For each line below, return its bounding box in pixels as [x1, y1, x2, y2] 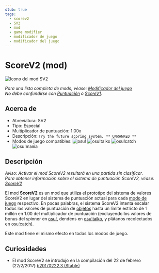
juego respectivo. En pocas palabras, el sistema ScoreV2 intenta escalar [5, 200, 149, 206]
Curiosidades [5, 244, 47, 253]
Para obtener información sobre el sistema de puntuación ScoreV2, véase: [5, 176, 155, 182]
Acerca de [5, 105, 37, 113]
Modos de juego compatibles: [12, 138, 72, 144]
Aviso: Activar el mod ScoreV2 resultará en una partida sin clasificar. [5, 170, 143, 176]
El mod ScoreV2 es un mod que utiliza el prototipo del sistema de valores [5, 190, 152, 196]
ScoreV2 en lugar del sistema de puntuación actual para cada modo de [5, 195, 147, 201]
